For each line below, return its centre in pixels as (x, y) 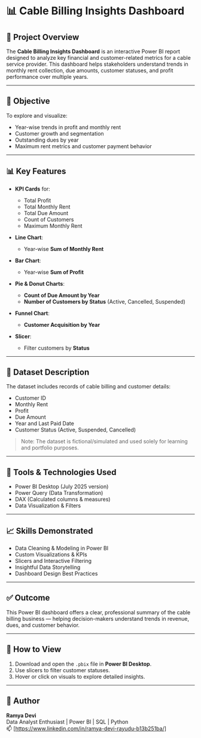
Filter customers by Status (57, 348)
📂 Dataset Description (48, 373)
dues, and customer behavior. (43, 625)
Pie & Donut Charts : (39, 283)
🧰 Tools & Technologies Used (61, 472)
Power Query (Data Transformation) (59, 493)
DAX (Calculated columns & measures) (63, 500)
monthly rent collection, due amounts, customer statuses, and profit (90, 71)
